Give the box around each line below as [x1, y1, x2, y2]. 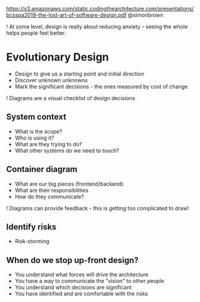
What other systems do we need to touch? [14, 147, 119, 154]
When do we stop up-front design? [6, 255, 139, 265]
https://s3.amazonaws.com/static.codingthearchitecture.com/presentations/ [6, 5, 194, 12]
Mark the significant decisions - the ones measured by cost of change [14, 83, 188, 90]
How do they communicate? [14, 193, 84, 200]
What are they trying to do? [14, 140, 82, 147]
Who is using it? [14, 134, 54, 141]
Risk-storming [14, 238, 50, 245]
